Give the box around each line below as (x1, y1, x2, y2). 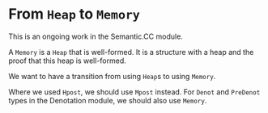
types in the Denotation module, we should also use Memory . (8, 95, 207, 105)
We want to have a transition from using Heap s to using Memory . (8, 71, 216, 81)
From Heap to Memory (8, 5, 140, 23)
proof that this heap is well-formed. (8, 56, 127, 65)
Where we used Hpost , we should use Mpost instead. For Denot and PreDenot (8, 86, 261, 97)
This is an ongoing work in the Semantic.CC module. (8, 31, 184, 41)
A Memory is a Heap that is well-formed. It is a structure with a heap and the (8, 47, 254, 56)
